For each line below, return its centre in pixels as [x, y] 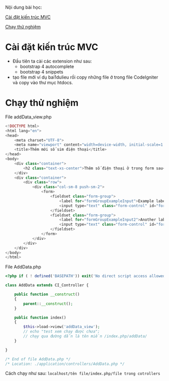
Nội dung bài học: [24, 7]
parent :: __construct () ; [48, 304]
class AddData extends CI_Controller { [47, 285]
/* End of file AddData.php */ [38, 359]
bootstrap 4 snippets [42, 72]
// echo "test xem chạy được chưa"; [62, 332]
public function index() [40, 317]
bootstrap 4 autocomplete [47, 66]
